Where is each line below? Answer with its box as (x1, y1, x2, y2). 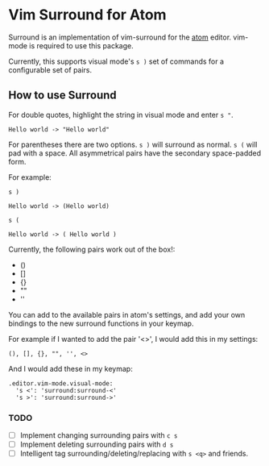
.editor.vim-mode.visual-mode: (8, 379, 114, 388)
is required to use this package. (29, 40, 134, 50)
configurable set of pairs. (8, 64, 93, 74)
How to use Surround (8, 89, 117, 102)
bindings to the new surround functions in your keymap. (8, 318, 194, 328)
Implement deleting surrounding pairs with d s (19, 439, 174, 449)
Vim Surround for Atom (8, 6, 167, 24)
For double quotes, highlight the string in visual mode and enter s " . (8, 110, 234, 119)
